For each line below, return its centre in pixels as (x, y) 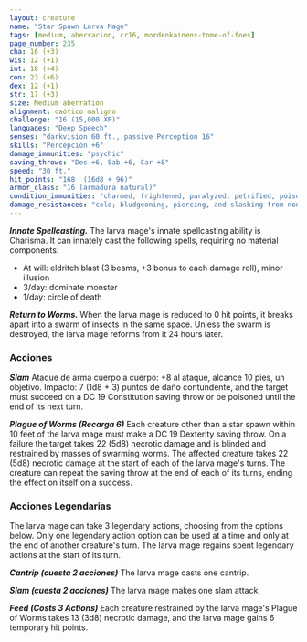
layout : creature (42, 18)
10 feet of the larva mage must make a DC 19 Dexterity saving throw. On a (148, 434)
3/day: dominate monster (70, 287)
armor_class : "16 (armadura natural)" (83, 188)
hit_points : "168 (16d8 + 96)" (71, 179)
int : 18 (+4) (34, 69)
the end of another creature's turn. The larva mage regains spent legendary (152, 545)
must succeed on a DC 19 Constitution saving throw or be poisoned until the (153, 397)
